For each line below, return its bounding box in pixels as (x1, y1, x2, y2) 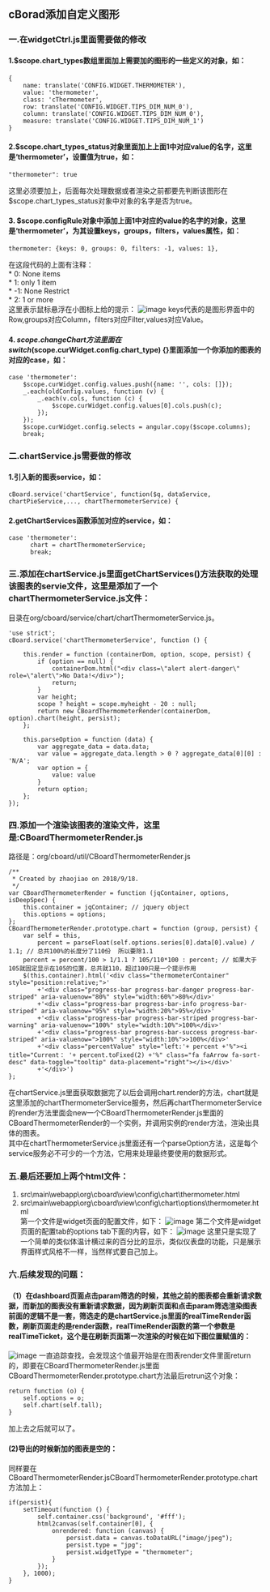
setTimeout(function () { (23, 1505, 111, 1513)
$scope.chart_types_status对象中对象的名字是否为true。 (8, 195, 196, 205)
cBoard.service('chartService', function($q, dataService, (8, 490, 212, 499)
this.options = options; (23, 910, 107, 918)
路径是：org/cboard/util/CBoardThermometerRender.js (8, 852, 192, 862)
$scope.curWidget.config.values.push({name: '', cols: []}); (23, 380, 233, 389)
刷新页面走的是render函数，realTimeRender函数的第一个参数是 (22, 1320, 236, 1331)
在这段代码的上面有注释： (8, 259, 94, 269)
